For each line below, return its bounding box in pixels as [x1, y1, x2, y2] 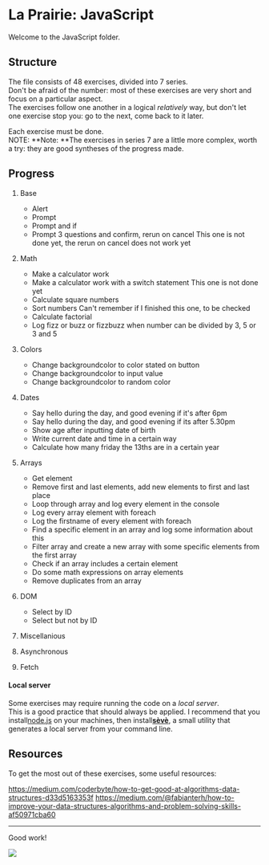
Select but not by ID [31, 615, 98, 625]
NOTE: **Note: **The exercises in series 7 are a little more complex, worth [8, 135, 258, 145]
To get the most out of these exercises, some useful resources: [8, 769, 217, 778]
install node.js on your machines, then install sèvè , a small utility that [8, 715, 231, 724]
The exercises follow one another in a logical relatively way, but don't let [8, 102, 247, 112]
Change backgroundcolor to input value [31, 368, 163, 378]
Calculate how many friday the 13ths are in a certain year [31, 442, 220, 451]
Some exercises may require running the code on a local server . [8, 698, 220, 708]
